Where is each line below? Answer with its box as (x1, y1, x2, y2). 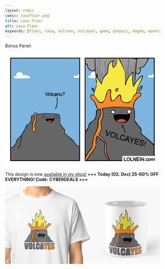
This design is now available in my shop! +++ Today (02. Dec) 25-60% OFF (5, 171, 159, 177)
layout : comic (5, 8, 34, 13)
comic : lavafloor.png (5, 13, 50, 18)
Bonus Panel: (5, 43, 32, 49)
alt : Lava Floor (5, 24, 38, 29)
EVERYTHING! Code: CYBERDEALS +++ (5, 176, 88, 182)
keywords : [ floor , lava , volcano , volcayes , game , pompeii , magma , (5, 29, 146, 34)
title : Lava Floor (5, 18, 43, 23)
